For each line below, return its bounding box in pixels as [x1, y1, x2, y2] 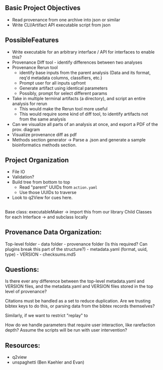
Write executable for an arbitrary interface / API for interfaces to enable [12, 49, 155, 55]
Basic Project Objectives [5, 4, 81, 12]
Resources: [5, 341, 40, 350]
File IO [12, 169, 25, 175]
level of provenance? [5, 289, 47, 295]
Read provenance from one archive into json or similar [12, 17, 120, 22]
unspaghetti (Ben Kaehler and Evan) [12, 359, 85, 365]
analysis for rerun [12, 101, 48, 106]
